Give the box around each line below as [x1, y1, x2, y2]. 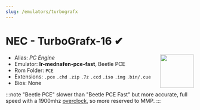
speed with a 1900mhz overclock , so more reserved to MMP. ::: [5, 97, 161, 104]
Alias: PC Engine [14, 54, 55, 61]
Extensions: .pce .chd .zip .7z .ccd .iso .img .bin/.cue [14, 73, 152, 80]
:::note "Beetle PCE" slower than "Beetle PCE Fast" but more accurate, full [5, 90, 187, 98]
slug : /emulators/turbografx [5, 8, 78, 15]
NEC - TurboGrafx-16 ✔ [5, 34, 124, 48]
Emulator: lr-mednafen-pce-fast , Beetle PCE [14, 60, 126, 67]
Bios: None [14, 79, 42, 86]
